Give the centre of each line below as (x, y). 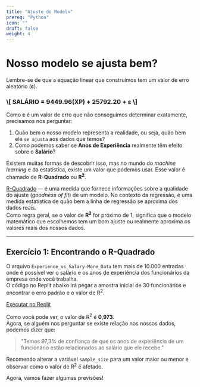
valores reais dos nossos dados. (46, 228)
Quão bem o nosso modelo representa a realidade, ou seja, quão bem (100, 133)
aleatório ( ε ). (22, 87)
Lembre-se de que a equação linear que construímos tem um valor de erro (98, 80)
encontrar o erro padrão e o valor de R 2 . (55, 292)
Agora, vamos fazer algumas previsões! (55, 378)
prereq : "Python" (28, 17)
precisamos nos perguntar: (39, 121)
